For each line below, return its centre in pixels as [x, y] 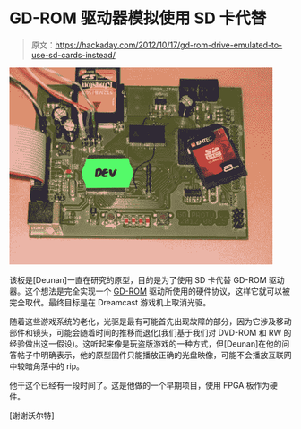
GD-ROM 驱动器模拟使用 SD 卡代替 [138, 18]
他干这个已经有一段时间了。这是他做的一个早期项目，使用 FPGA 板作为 [140, 385]
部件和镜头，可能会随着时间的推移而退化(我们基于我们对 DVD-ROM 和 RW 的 [150, 332]
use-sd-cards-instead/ [73, 55]
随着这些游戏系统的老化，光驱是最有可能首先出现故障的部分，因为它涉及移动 [150, 321]
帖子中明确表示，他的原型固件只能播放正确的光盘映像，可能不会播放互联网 [154, 355]
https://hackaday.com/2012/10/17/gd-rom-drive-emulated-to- [169, 45]
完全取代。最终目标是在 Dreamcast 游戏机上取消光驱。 [110, 302]
